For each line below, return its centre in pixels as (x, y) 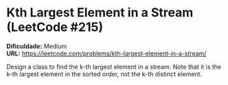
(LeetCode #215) (55, 27)
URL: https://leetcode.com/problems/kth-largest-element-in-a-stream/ (106, 53)
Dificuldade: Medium (37, 46)
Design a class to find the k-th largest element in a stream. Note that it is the (114, 66)
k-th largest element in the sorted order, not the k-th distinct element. (104, 74)
